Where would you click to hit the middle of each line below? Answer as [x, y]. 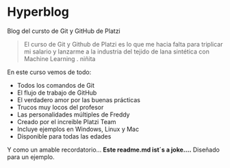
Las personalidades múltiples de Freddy [73, 115]
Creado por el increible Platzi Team [66, 121]
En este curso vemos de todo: [49, 72]
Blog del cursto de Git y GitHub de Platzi [64, 31]
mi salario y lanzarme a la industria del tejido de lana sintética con [117, 51]
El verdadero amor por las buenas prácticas [78, 99]
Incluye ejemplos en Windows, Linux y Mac [78, 129]
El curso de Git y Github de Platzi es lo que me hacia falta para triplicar [123, 44]
